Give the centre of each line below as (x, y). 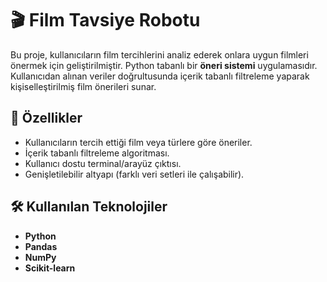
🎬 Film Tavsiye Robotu (105, 20)
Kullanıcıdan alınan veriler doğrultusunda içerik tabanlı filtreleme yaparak (160, 76)
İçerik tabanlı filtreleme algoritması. (97, 153)
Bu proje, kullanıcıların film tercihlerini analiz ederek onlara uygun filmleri (159, 54)
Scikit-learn (50, 268)
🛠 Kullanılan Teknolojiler (89, 207)
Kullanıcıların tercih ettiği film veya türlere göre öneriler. (138, 142)
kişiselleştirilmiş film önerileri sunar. (83, 86)
